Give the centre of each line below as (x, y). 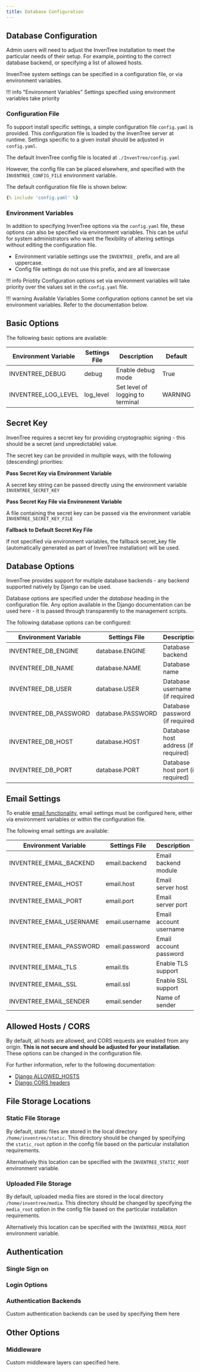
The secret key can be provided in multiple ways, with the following (89, 455)
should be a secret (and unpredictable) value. (62, 443)
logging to (130, 395)
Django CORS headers (42, 1082)
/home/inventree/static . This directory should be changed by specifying (96, 1137)
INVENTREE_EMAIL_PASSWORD (54, 946)
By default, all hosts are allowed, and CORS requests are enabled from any (98, 1040)
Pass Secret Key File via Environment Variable (64, 501)
